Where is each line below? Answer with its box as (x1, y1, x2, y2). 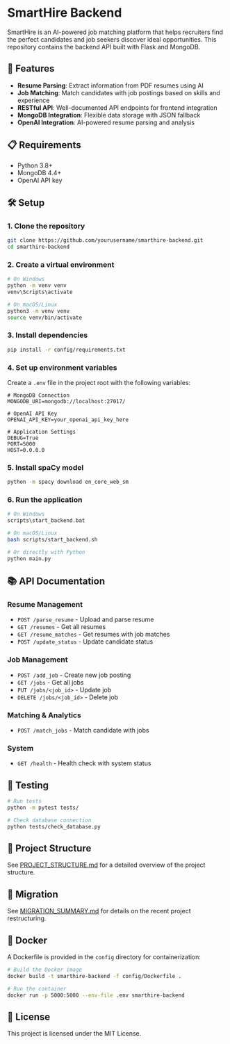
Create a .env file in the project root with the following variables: (7, 379, 191, 387)
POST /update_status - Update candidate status (17, 637, 154, 646)
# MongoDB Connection (7, 392, 70, 399)
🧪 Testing (7, 779, 49, 791)
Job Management (7, 655, 68, 664)
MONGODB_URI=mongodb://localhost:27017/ (7, 398, 126, 405)
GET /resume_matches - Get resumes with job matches (17, 630, 170, 639)
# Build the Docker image (7, 966, 82, 974)
